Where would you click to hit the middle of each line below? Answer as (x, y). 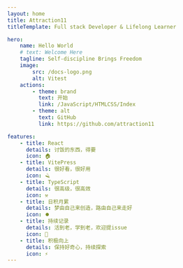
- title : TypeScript (50, 182)
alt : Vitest (50, 78)
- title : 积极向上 (44, 241)
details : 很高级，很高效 (58, 189)
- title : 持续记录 (44, 221)
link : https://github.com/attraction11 (96, 124)
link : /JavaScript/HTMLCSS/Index (87, 105)
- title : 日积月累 (44, 202)
